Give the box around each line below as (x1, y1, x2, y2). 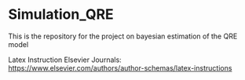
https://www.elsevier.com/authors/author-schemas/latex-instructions (8, 63, 232, 72)
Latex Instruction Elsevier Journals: (8, 55, 122, 64)
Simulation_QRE (8, 5, 114, 24)
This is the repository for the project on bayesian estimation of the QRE (8, 31, 238, 41)
